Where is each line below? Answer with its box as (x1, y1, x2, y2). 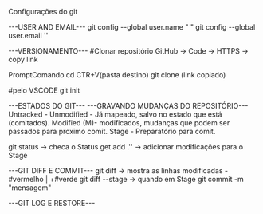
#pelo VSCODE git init (8, 85, 80, 95)
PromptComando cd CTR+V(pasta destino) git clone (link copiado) (8, 70, 226, 79)
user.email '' (8, 31, 49, 40)
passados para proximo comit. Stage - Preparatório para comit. (8, 127, 216, 136)
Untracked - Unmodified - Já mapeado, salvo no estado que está (8, 109, 222, 119)
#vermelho (8, 175, 44, 184)
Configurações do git (8, 7, 78, 16)
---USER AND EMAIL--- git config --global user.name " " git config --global (8, 22, 256, 31)
